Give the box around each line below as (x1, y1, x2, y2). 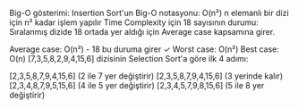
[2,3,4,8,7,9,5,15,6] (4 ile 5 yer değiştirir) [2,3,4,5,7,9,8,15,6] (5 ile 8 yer (9, 80, 265, 90)
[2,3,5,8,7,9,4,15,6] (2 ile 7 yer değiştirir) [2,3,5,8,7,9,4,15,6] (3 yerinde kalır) (9, 71, 284, 81)
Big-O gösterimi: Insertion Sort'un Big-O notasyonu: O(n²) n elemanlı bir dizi (9, 8, 289, 18)
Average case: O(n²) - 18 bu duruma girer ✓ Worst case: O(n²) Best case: (9, 44, 280, 54)
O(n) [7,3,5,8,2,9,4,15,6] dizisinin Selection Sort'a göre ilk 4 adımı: (9, 54, 249, 63)
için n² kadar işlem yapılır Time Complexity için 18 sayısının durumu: (9, 17, 260, 28)
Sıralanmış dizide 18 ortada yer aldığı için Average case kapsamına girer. (9, 27, 276, 37)
